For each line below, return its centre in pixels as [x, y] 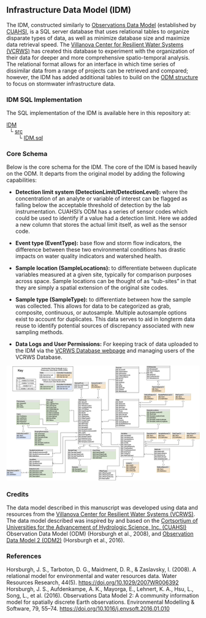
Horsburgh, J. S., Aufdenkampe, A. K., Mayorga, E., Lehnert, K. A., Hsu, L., [100, 589]
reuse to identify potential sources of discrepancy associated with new [105, 326]
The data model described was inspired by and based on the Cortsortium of [102, 520]
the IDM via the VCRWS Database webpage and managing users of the [105, 351]
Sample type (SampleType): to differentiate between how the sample [103, 300]
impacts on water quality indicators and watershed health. [89, 256]
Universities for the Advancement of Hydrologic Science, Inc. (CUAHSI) [97, 527]
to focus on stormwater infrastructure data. [61, 84]
